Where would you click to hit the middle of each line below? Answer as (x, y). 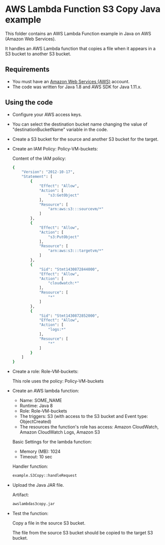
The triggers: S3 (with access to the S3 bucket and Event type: (84, 416)
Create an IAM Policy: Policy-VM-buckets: (55, 148)
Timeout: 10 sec (36, 457)
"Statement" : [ (37, 177)
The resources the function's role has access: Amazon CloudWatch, (89, 427)
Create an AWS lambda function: (46, 391)
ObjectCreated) (35, 421)
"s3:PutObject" (63, 237)
